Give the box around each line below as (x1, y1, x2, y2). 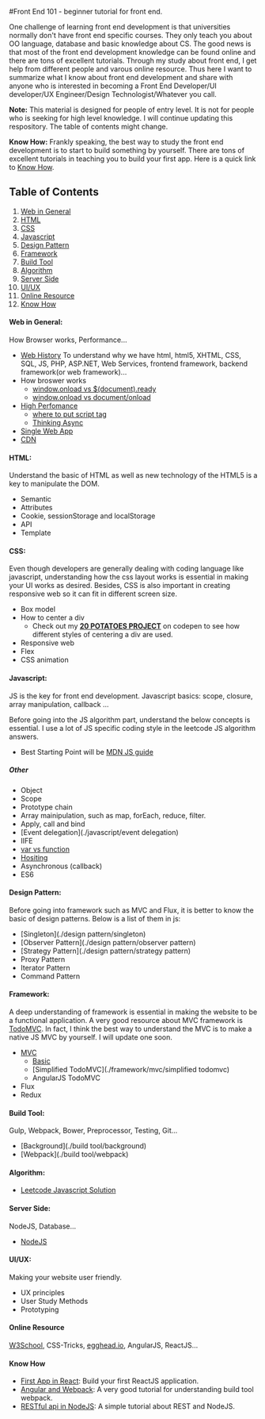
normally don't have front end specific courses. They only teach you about (9, 31, 252, 40)
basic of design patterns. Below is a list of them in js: (9, 913, 181, 923)
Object (20, 785, 43, 794)
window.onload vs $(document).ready (32, 384, 157, 394)
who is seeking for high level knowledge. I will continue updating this (9, 113, 233, 122)
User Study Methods (20, 1296, 89, 1306)
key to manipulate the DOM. (9, 479, 100, 489)
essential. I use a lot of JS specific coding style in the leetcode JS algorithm (9, 723, 256, 733)
